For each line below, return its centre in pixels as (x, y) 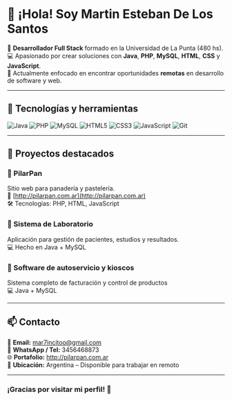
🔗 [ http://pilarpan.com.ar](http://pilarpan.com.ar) (77, 196)
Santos (28, 29)
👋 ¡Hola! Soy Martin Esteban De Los (110, 14)
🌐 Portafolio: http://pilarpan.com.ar (58, 357)
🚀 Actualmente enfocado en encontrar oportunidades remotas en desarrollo (116, 73)
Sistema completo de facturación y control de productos (87, 283)
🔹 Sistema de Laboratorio (50, 224)
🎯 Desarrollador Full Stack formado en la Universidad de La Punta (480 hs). (115, 48)
